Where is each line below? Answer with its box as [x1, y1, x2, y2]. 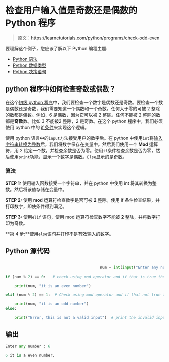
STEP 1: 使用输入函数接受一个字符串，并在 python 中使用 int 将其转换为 [5, 180, 152, 186]
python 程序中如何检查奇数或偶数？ [5, 85, 116, 94]
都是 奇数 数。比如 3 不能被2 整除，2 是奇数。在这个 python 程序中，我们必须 [5, 118, 163, 124]
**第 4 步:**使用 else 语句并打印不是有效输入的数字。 [5, 231, 114, 237]
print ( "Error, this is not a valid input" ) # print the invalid [14, 315, 154, 320]
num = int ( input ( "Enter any [100, 265, 158, 270]
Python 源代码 [5, 247, 50, 255]
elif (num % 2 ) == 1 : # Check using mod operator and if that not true [5, 292, 161, 297]
